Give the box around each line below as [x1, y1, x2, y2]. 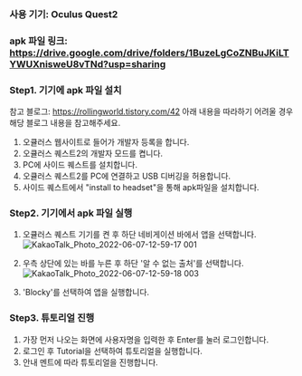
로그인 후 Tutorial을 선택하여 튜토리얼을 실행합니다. [22, 345, 203, 356]
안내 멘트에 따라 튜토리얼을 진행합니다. [22, 356, 158, 368]
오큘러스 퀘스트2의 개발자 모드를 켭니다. [22, 148, 164, 159]
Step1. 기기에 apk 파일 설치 [9, 83, 122, 96]
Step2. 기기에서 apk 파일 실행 [9, 207, 133, 219]
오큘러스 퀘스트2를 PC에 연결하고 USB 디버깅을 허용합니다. [22, 170, 231, 182]
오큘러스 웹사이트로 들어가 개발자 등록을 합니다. [22, 137, 190, 148]
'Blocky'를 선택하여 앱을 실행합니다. [22, 287, 150, 298]
